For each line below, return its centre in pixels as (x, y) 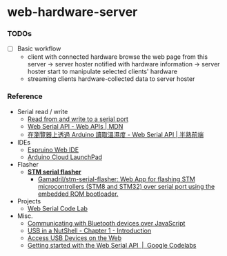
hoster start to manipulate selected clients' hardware (102, 71)
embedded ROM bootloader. (78, 194)
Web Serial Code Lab (58, 208)
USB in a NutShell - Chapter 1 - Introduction (89, 230)
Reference (25, 96)
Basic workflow (39, 48)
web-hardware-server (72, 12)
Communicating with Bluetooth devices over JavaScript (106, 223)
